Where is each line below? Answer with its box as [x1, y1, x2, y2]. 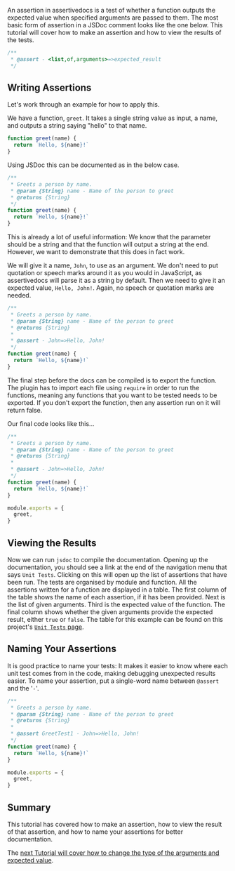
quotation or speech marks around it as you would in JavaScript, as [7, 269, 202, 277]
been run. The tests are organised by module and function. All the [7, 578, 198, 586]
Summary [7, 802, 51, 813]
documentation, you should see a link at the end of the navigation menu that [7, 563, 227, 571]
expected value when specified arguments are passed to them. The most [7, 13, 219, 22]
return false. [7, 406, 43, 414]
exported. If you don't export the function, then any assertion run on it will [7, 398, 221, 406]
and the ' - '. [7, 684, 40, 692]
